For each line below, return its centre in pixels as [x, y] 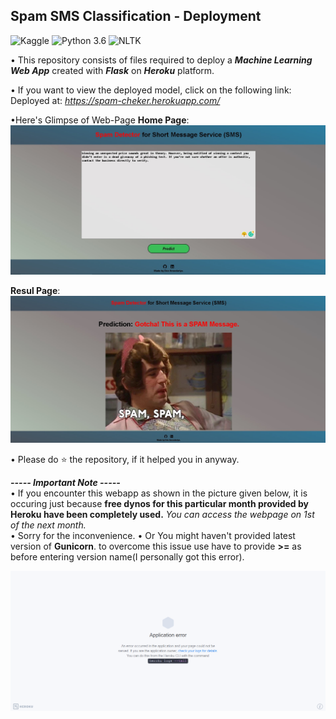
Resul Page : [35, 290]
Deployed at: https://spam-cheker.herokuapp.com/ [115, 100]
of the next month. [48, 525]
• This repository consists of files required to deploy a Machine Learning [161, 60]
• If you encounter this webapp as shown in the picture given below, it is [159, 493]
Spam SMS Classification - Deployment [136, 16]
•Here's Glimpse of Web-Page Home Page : [100, 120]
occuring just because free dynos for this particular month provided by [159, 504]
